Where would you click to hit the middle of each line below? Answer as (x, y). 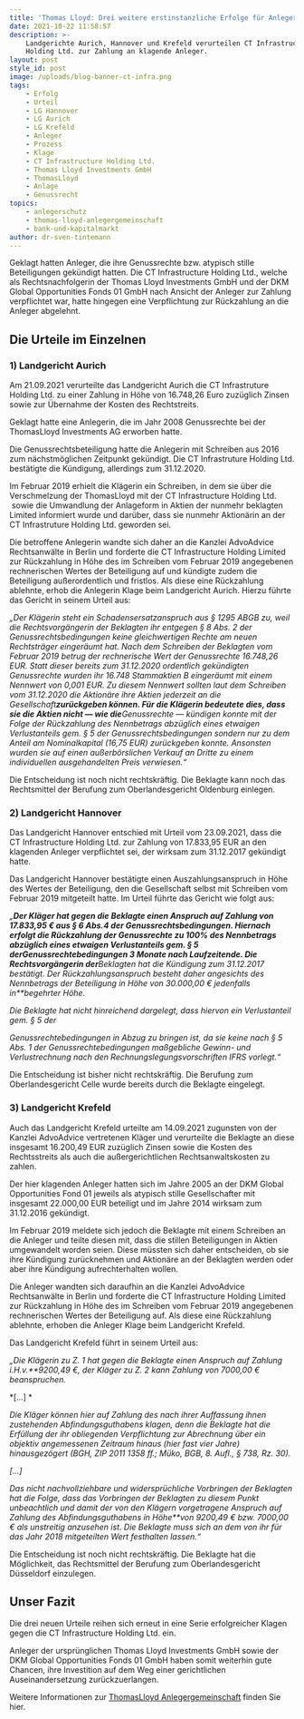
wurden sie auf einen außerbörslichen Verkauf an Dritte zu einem (132, 753)
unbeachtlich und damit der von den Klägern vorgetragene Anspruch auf (146, 1508)
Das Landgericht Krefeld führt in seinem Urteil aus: (104, 1343)
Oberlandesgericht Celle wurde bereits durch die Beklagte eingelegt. (137, 1084)
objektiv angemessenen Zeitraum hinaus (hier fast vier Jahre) (125, 1443)
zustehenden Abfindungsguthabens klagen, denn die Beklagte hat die (140, 1424)
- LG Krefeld (50, 128)
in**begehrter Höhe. (47, 993)
